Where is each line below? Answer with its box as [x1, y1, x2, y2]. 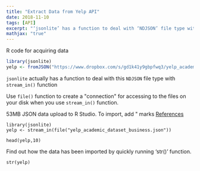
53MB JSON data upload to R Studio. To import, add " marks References [6, 110, 184, 118]
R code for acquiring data [6, 47, 69, 54]
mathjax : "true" [6, 31, 46, 37]
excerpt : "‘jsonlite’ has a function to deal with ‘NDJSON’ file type [6, 25, 185, 31]
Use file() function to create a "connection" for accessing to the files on [6, 93, 186, 100]
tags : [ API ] [6, 20, 36, 26]
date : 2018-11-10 [6, 14, 49, 20]
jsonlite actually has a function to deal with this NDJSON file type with [6, 75, 176, 82]
